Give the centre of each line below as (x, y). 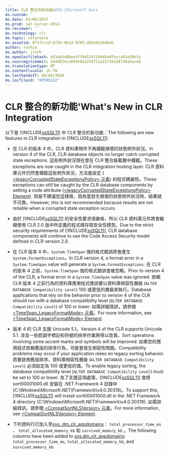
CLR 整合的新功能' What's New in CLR (84, 107)
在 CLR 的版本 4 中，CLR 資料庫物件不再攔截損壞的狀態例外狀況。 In (83, 148)
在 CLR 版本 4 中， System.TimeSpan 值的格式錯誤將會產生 (72, 251)
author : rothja (21, 47)
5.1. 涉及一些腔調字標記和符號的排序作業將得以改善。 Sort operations (83, 335)
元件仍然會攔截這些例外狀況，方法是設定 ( (61, 173)
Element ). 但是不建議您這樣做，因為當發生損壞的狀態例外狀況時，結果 (85, 196)
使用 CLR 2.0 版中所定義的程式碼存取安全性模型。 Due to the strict (85, 224)
